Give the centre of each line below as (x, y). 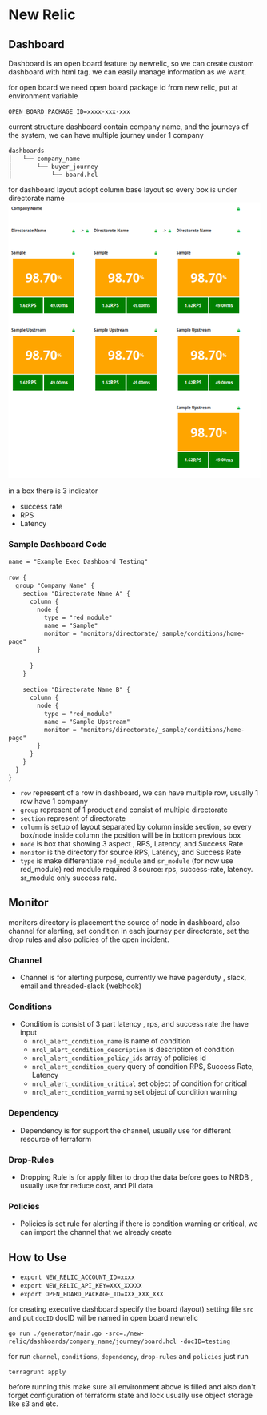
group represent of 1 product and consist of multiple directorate (124, 810)
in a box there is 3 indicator (53, 491)
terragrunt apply (37, 1372)
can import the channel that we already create (96, 1232)
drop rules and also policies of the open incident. (89, 939)
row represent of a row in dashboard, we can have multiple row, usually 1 (139, 792)
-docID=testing (205, 1342)
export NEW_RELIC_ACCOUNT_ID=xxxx (77, 1278)
